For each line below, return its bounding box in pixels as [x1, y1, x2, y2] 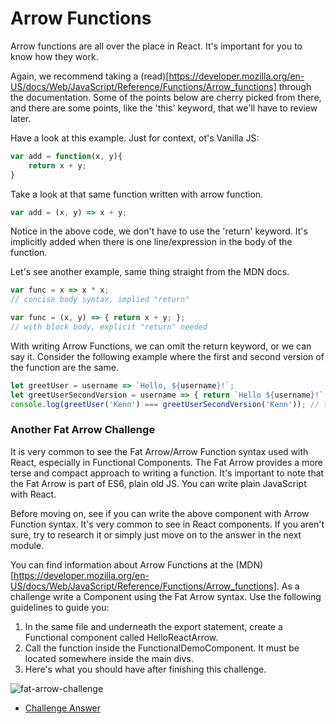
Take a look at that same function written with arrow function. [10, 188, 264, 200]
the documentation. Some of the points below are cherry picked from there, [10, 91, 322, 103]
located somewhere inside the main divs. [24, 652, 194, 664]
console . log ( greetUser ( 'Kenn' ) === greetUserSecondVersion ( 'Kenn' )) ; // [10, 399, 320, 409]
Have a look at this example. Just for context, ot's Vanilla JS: [10, 132, 260, 144]
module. [10, 539, 45, 551]
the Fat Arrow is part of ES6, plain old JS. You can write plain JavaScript [10, 477, 307, 489]
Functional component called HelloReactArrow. [24, 631, 219, 643]
